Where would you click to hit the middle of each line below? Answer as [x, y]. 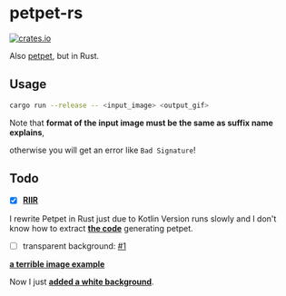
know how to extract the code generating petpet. [101, 228]
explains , [27, 132]
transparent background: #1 [74, 246]
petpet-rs [46, 13]
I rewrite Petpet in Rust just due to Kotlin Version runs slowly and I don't [143, 218]
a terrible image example [57, 264]
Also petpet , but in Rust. [54, 55]
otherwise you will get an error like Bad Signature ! [103, 150]
